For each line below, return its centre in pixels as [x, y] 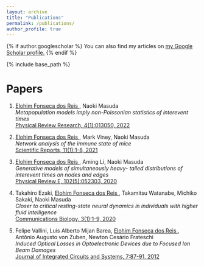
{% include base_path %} [38, 65]
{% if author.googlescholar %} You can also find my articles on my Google [100, 46]
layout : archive [27, 12]
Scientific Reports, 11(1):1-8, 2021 [56, 150]
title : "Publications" [35, 18]
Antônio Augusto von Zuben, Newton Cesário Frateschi [84, 237]
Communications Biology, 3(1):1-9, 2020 [65, 219]
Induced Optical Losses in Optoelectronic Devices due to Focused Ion [103, 243]
